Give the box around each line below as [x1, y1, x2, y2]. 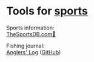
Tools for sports [6, 4, 88, 18]
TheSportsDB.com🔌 [6, 30, 56, 37]
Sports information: [6, 24, 55, 31]
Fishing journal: [6, 42, 45, 49]
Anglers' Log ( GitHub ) [6, 48, 61, 55]
